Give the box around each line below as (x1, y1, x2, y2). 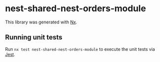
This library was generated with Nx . (5, 19, 77, 25)
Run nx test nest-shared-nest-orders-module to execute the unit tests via (5, 46, 155, 52)
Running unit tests (5, 33, 63, 41)
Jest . (5, 51, 16, 57)
